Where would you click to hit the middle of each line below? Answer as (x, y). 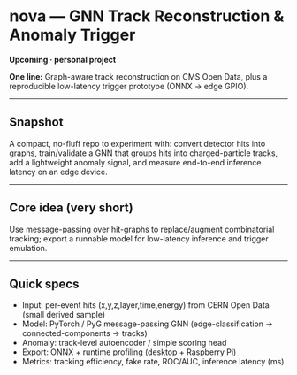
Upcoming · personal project (63, 59)
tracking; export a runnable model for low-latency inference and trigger (139, 238)
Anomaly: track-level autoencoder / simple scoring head (124, 343)
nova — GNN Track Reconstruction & (147, 16)
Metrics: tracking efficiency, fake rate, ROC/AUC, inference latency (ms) (153, 362)
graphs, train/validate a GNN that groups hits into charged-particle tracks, (144, 153)
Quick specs (44, 283)
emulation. (28, 248)
